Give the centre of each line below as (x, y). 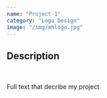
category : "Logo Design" (43, 21)
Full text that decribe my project (53, 87)
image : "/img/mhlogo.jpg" (45, 27)
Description (33, 56)
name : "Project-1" (34, 14)
